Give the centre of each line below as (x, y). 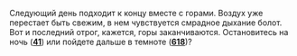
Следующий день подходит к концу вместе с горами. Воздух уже (136, 13)
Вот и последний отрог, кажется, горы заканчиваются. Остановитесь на (149, 32)
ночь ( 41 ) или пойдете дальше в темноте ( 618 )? (101, 42)
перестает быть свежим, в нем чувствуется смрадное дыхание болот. (146, 23)
